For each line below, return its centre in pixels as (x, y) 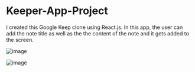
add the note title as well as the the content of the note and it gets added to (97, 33)
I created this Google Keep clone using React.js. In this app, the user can (95, 27)
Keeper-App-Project (57, 11)
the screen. (20, 40)
